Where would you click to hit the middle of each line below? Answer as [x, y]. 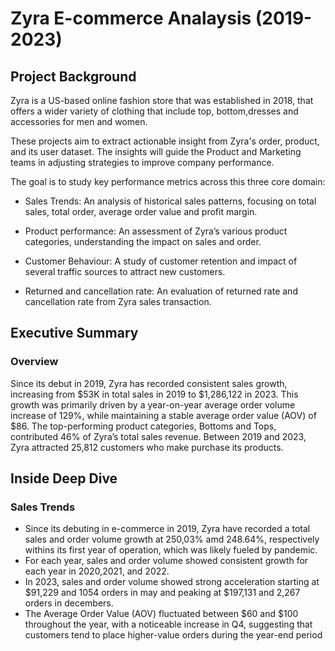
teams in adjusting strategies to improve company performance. [142, 162]
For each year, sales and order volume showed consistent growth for [166, 561]
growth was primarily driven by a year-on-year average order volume [153, 404]
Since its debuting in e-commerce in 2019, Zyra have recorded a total [167, 529]
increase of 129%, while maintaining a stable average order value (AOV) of [163, 415]
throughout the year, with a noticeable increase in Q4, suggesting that [168, 624]
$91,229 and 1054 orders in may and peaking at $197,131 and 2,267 [162, 593]
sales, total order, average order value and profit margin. [141, 211]
